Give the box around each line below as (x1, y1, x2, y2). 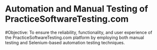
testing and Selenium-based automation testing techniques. (5, 39, 125, 45)
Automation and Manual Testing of (5, 3, 148, 14)
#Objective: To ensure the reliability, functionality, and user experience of (5, 29, 153, 35)
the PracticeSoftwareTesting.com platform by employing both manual (5, 35, 144, 40)
